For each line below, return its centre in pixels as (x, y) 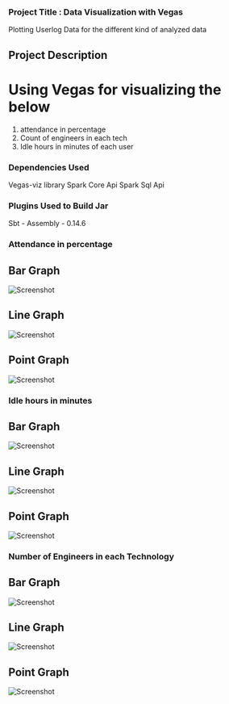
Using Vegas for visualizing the (115, 89)
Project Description (58, 55)
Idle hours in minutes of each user (77, 146)
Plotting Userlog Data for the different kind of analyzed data (108, 30)
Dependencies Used (49, 167)
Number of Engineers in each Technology (92, 556)
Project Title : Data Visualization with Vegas (96, 12)
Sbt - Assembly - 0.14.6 (47, 224)
